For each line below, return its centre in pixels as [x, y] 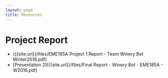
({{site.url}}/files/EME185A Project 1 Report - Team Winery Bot [78, 54]
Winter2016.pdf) [30, 60]
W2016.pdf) [25, 70]
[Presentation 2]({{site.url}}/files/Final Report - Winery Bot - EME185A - [88, 65]
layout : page [19, 10]
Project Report [37, 40]
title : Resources [24, 15]
